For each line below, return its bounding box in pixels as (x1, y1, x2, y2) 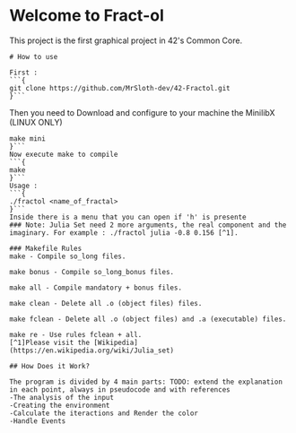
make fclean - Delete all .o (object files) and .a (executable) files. (9, 315, 287, 324)
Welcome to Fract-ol (9, 5, 164, 26)
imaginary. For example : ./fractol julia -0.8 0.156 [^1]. (9, 228, 239, 238)
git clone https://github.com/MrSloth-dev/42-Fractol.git (9, 83, 231, 92)
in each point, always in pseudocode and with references (9, 385, 231, 394)
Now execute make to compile (9, 150, 118, 159)
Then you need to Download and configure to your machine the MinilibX (9, 107, 275, 117)
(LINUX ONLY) (9, 117, 63, 127)
